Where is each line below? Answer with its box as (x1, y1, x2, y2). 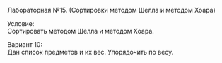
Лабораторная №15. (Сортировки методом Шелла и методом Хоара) (7, 6, 216, 14)
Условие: (7, 20, 35, 27)
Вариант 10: (7, 41, 42, 48)
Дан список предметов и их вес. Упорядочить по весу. (7, 48, 174, 56)
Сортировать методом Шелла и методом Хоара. (7, 27, 154, 35)
